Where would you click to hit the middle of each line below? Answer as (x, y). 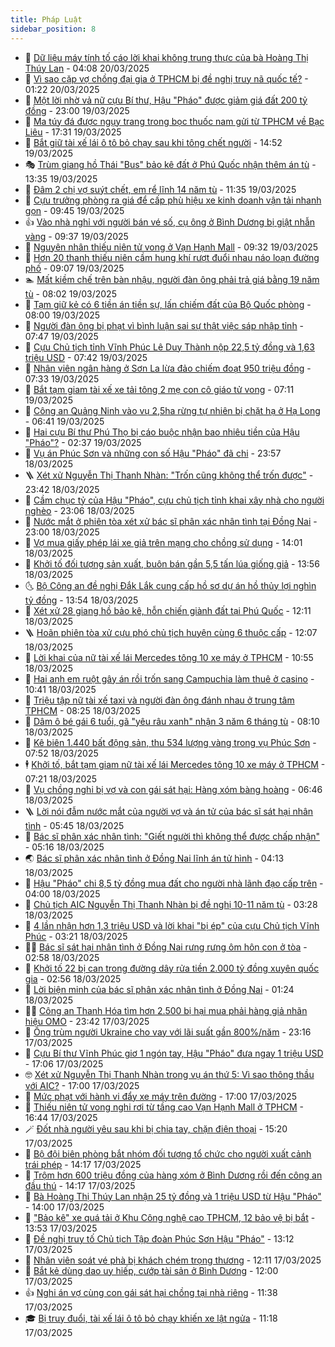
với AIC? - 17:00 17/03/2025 (82, 1085)
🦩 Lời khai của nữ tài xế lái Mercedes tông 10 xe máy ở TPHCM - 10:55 (169, 657)
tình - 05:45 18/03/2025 (74, 825)
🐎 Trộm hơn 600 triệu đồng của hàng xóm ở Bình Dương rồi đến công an (173, 1175)
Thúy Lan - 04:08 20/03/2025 (87, 68)
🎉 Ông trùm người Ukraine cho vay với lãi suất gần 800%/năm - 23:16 (168, 1032)
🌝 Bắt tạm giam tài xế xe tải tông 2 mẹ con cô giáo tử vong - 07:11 (159, 389)
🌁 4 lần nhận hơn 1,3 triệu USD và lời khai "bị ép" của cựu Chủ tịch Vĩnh (172, 925)
